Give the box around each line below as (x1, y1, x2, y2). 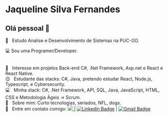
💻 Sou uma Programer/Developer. (5, 48, 78, 54)
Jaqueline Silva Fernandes (5, 4, 120, 15)
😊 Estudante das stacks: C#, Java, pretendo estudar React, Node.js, (5, 76, 153, 82)
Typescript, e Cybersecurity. (5, 81, 66, 87)
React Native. (5, 71, 34, 76)
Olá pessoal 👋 (5, 24, 50, 33)
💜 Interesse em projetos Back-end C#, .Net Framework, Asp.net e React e (5, 65, 163, 71)
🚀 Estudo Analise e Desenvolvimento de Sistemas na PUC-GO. (5, 37, 139, 43)
